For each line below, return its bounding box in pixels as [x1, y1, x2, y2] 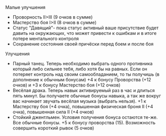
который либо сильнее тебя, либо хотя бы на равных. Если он [12, 66, 147, 72]
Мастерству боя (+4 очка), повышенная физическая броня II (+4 [12, 104, 153, 109]
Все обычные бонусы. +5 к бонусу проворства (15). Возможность [12, 120, 156, 125]
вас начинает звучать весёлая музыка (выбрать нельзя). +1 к [12, 98, 146, 104]
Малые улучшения [5, 5, 46, 10]
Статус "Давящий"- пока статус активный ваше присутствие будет [12, 25, 159, 31]
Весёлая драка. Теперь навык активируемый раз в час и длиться [12, 87, 155, 93]
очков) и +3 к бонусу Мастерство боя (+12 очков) [12, 82, 121, 88]
